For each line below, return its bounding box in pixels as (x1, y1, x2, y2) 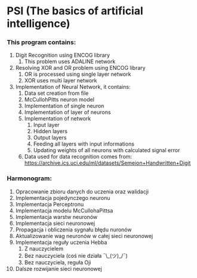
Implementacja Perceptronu (15, 200, 84, 208)
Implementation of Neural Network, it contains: (15, 84, 131, 91)
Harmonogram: (7, 174, 53, 183)
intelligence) (7, 17, 70, 30)
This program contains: (7, 38, 76, 47)
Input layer (33, 121, 60, 129)
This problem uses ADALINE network (24, 58, 116, 65)
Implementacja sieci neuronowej (15, 220, 95, 227)
